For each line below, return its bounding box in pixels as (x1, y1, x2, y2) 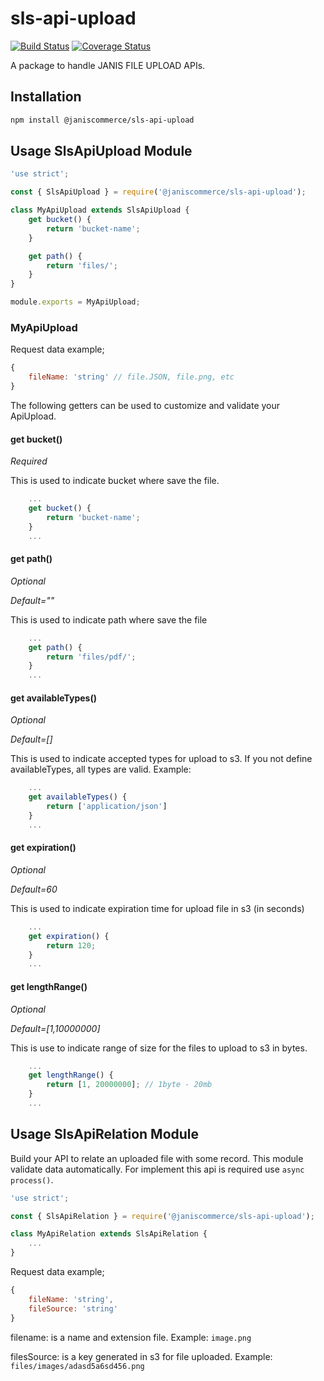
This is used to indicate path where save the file (10, 613, 208, 626)
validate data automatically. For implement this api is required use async (10, 1163, 305, 1175)
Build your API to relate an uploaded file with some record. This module (10, 1152, 304, 1164)
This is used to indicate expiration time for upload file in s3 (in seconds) (10, 902, 305, 914)
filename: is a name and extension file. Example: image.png (10, 1331, 252, 1343)
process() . (10, 1173, 54, 1186)
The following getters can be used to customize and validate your (10, 399, 281, 411)
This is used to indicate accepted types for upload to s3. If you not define (10, 753, 313, 765)
